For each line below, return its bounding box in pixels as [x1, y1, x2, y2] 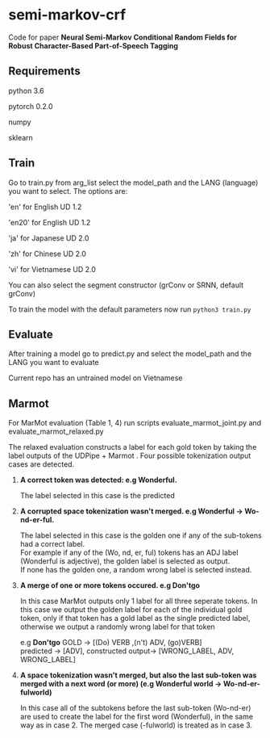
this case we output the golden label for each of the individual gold [19, 605, 243, 614]
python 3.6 [8, 86, 44, 95]
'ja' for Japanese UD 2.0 [8, 233, 89, 243]
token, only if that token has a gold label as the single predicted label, [19, 614, 251, 623]
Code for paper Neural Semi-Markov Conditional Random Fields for [8, 32, 238, 42]
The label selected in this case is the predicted [19, 491, 175, 501]
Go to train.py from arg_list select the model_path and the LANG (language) [8, 178, 259, 187]
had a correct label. [19, 539, 85, 549]
